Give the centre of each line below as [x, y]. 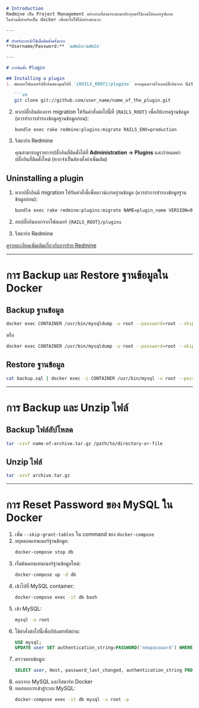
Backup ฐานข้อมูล [35, 310]
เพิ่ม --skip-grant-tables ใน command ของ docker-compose [84, 534]
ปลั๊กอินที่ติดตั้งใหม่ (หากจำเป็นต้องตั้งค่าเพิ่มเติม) [61, 159]
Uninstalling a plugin [45, 178]
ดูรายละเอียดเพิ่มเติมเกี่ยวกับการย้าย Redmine [51, 245]
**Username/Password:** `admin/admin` [54, 47]
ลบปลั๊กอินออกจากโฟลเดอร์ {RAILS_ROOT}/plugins [68, 222]
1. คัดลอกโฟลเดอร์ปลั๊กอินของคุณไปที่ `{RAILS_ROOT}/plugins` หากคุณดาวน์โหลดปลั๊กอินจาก [95, 84]
